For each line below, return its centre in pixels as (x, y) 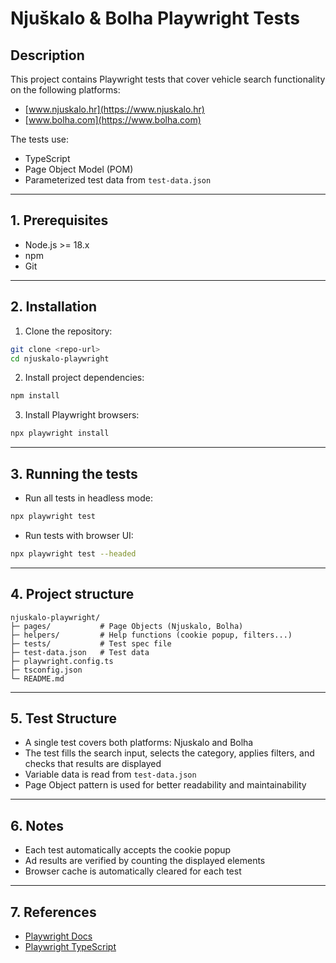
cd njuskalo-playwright (60, 358)
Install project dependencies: (84, 378)
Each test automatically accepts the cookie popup (128, 850)
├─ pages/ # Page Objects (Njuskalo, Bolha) (127, 626)
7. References (53, 912)
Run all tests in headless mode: (88, 498)
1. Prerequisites (59, 220)
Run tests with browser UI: (79, 535)
